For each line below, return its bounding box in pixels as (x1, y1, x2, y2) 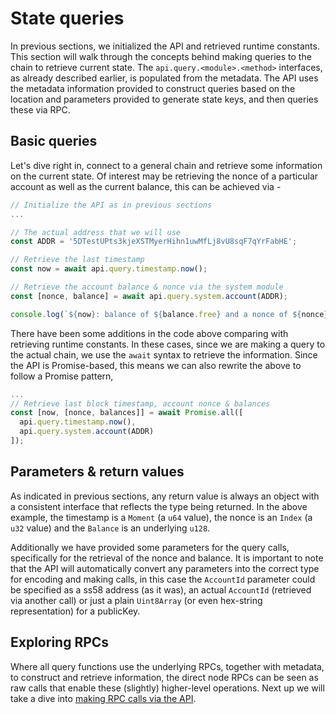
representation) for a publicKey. (10, 605, 141, 617)
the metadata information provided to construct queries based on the (10, 82, 296, 94)
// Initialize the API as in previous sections (10, 200, 213, 210)
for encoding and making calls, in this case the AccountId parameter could (10, 573, 316, 585)
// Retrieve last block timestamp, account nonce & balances (10, 398, 271, 409)
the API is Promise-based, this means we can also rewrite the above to (10, 359, 302, 371)
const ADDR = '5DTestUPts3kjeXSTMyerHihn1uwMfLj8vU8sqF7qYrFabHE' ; (10, 237, 298, 247)
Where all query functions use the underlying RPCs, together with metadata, (10, 660, 325, 672)
